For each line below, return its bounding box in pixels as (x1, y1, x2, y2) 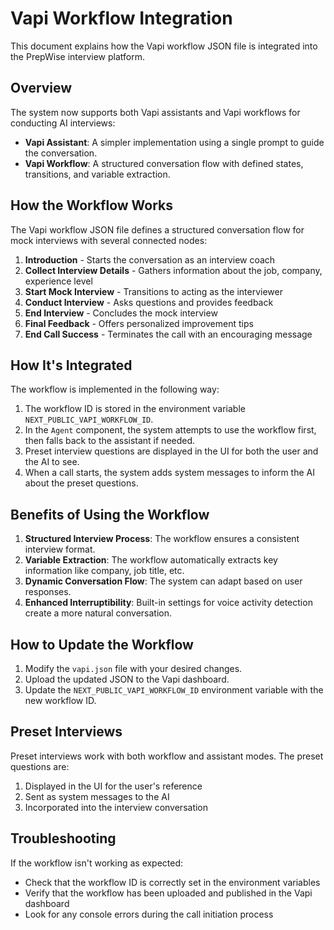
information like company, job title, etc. (24, 565, 185, 577)
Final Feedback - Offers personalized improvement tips (24, 317, 254, 329)
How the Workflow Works (10, 197, 173, 214)
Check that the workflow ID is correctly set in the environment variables (24, 876, 321, 888)
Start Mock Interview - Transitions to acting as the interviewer (24, 285, 283, 297)
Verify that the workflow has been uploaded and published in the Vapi (24, 887, 313, 899)
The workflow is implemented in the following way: (10, 383, 220, 396)
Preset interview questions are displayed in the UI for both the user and (24, 445, 319, 457)
